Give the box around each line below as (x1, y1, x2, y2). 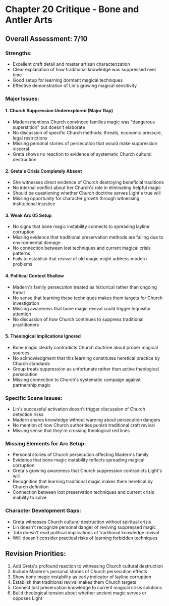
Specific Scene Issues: (5, 394, 63, 401)
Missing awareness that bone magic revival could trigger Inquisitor (12, 305, 151, 311)
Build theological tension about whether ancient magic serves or (12, 590, 147, 596)
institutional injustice (12, 201, 55, 207)
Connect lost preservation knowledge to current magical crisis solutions (12, 584, 162, 590)
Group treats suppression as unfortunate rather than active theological (12, 365, 159, 372)
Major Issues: (5, 95, 39, 102)
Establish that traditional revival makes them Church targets (12, 579, 137, 585)
